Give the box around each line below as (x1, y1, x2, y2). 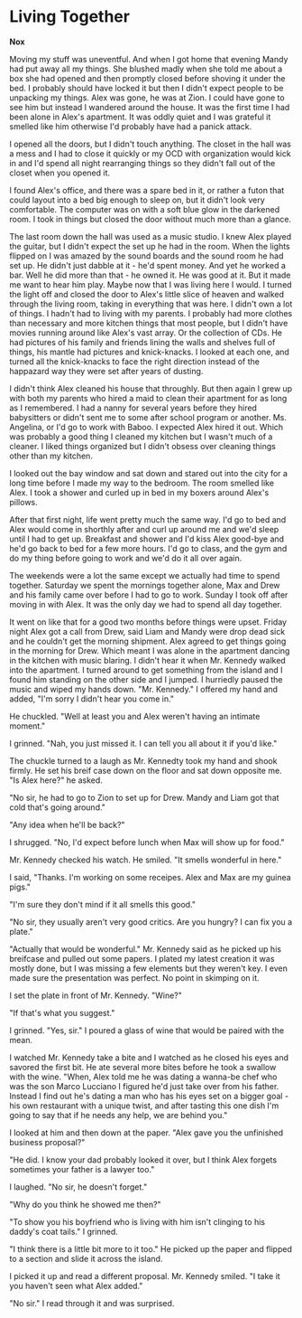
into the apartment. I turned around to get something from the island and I (9, 664, 283, 675)
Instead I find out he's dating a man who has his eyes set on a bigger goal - (9, 1090, 289, 1101)
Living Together (9, 6, 131, 27)
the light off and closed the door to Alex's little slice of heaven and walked (9, 288, 284, 299)
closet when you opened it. (9, 167, 111, 178)
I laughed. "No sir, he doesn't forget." (9, 1181, 148, 1192)
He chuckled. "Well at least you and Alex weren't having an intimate (9, 711, 261, 721)
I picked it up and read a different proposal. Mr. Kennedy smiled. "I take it (9, 1270, 281, 1281)
